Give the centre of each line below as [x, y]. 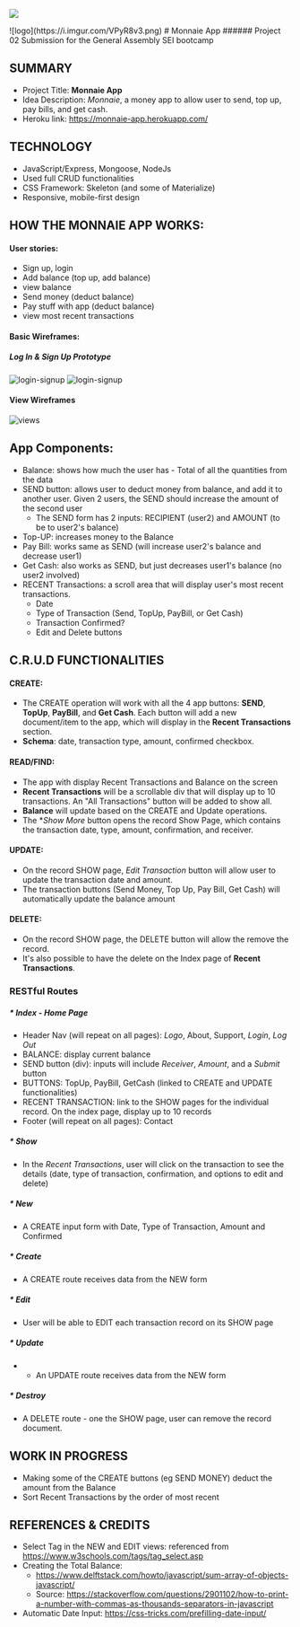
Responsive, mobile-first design [81, 197]
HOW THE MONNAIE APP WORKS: [107, 226]
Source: [50, 1595]
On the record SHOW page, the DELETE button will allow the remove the [155, 939]
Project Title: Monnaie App [72, 90]
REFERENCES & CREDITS [80, 1525]
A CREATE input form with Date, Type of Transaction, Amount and [144, 1227]
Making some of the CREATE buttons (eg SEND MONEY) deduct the [147, 1478]
